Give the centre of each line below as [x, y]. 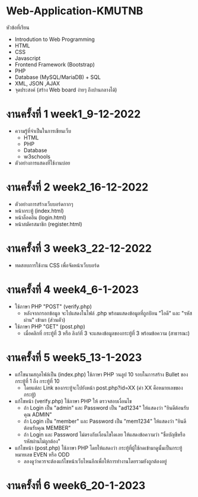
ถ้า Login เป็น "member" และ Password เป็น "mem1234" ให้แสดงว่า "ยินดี [105, 421]
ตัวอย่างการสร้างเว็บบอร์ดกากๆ [44, 204]
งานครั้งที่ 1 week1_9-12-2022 [74, 114]
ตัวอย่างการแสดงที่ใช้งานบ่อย [42, 163]
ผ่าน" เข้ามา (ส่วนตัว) [44, 319]
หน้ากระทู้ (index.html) [39, 210]
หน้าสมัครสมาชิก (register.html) [48, 224]
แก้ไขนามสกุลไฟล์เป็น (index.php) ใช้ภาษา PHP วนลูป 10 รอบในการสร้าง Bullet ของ [101, 374]
